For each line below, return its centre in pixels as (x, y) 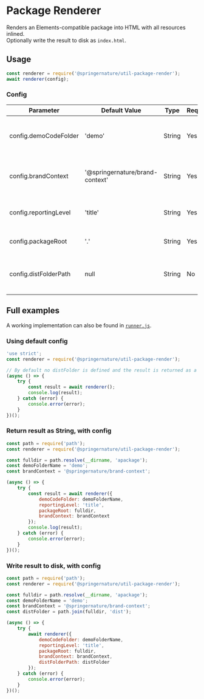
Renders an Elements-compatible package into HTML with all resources (96, 27)
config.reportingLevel (40, 212)
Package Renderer (54, 11)
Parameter (44, 110)
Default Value (121, 110)
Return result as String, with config (59, 431)
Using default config (37, 341)
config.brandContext (39, 176)
